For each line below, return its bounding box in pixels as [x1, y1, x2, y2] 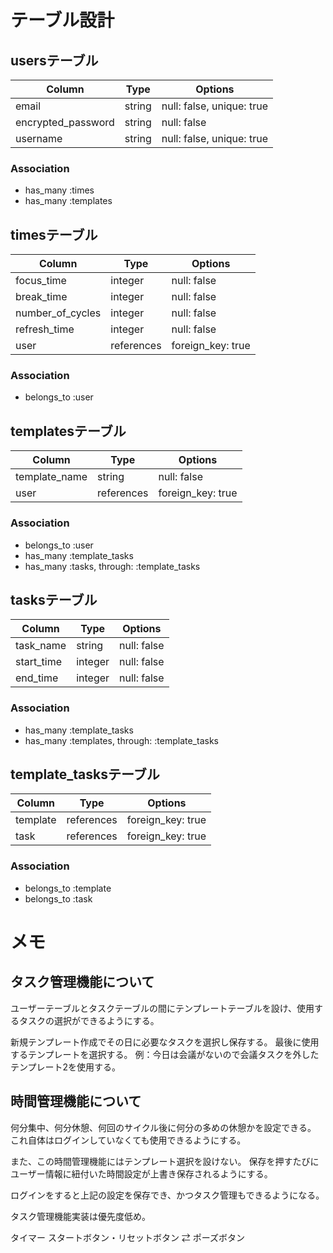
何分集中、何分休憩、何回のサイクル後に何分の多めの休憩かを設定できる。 [10, 1121, 317, 1133]
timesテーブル [10, 226, 98, 243]
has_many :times [24, 184, 95, 196]
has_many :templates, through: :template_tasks [24, 734, 219, 746]
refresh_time [15, 322, 75, 336]
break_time [15, 290, 68, 304]
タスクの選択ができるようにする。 [18, 1014, 160, 1026]
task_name [15, 639, 67, 653]
